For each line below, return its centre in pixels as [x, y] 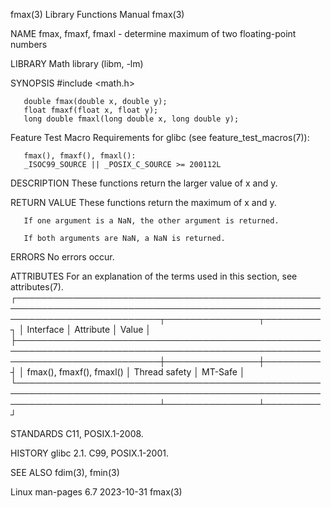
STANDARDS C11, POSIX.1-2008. [77, 433]
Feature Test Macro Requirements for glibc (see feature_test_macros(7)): [160, 137]
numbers [29, 44]
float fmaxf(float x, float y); [91, 110]
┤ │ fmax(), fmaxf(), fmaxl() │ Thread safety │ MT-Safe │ [128, 372]
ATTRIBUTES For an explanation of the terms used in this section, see [154, 276]
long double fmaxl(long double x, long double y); [131, 119]
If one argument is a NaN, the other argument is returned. [151, 221]
